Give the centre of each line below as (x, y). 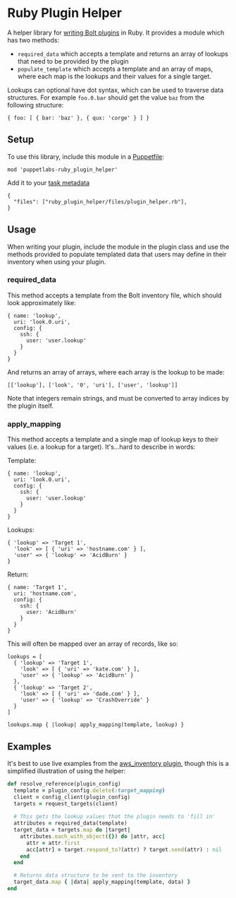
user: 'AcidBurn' (51, 613)
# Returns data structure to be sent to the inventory (96, 875)
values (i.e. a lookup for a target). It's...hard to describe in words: (101, 447)
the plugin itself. (31, 406)
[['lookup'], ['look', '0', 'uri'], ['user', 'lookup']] (93, 385)
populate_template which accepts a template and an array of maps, (115, 69)
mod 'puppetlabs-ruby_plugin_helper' (63, 170)
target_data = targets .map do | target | (72, 830)
